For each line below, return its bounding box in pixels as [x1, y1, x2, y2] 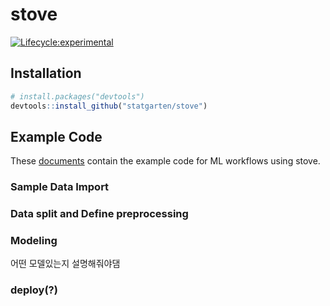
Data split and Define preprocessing [10, 207, 189, 221]
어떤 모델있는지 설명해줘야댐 [10, 258, 121, 270]
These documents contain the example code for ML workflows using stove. [10, 155, 321, 167]
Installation [10, 65, 82, 82]
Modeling [10, 234, 58, 248]
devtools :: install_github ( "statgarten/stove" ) [10, 101, 208, 111]
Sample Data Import [10, 180, 110, 194]
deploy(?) [10, 283, 58, 297]
